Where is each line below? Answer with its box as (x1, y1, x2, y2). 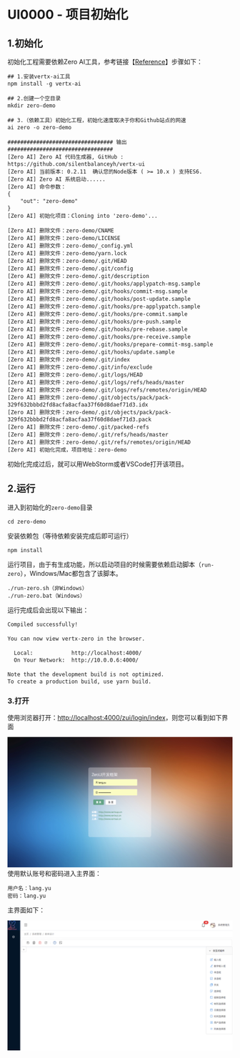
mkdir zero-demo (7, 102, 56, 109)
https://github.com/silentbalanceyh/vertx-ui (7, 161, 145, 168)
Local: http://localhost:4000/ (14, 649, 142, 657)
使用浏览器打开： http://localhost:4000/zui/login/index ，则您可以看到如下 (7, 714, 222, 722)
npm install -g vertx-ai (7, 80, 81, 87)
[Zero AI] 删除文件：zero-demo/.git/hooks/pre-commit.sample (7, 311, 188, 318)
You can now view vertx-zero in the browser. (7, 635, 145, 642)
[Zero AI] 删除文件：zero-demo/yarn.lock (7, 250, 127, 257)
